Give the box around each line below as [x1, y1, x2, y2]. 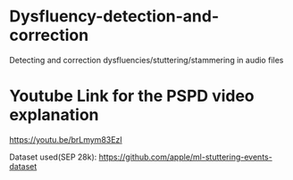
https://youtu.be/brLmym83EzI [9, 134, 122, 144]
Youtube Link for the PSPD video [9, 86, 255, 106]
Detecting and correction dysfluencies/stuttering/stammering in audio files [9, 54, 284, 65]
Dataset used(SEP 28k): [9, 151, 97, 162]
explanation [9, 105, 99, 126]
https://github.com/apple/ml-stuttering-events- [98, 151, 272, 162]
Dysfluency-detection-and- [9, 6, 220, 27]
